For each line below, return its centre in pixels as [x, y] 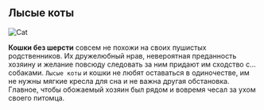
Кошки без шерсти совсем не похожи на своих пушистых [107, 47]
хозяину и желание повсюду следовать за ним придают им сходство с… [132, 64]
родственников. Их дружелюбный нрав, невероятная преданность [122, 55]
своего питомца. [37, 97]
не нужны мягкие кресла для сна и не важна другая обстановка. [119, 81]
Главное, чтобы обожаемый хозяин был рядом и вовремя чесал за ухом [132, 89]
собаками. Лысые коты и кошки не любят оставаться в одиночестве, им [129, 72]
